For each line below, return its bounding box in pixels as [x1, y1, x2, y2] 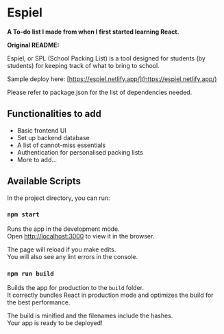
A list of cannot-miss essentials [16, 141, 106, 149]
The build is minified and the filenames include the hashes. [7, 311, 173, 320]
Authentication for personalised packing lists [16, 148, 144, 156]
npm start [7, 211, 40, 219]
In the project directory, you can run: [7, 194, 110, 202]
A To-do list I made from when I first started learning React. [7, 27, 179, 36]
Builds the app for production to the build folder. [7, 284, 145, 292]
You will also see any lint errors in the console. [7, 252, 138, 260]
